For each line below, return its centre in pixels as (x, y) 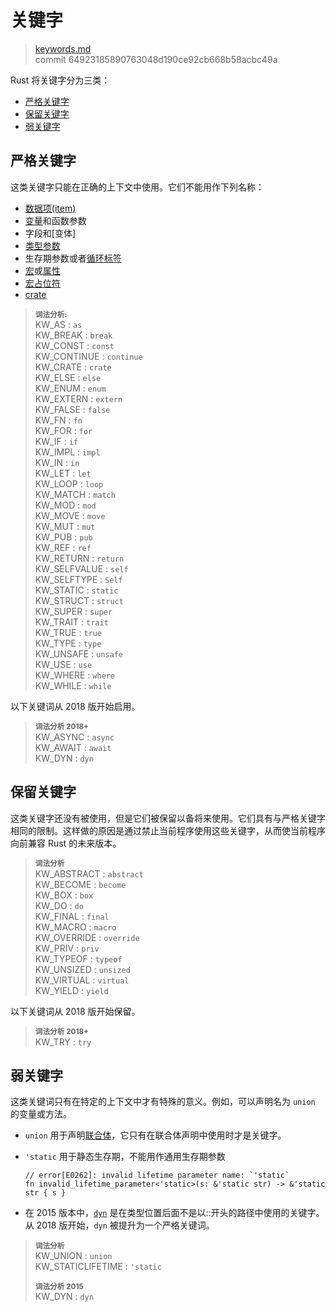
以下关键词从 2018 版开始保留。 (75, 1011)
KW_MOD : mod (65, 505)
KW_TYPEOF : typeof (78, 958)
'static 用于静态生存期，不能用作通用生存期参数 (125, 1157)
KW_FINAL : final (72, 916)
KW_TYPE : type (68, 643)
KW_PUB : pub (63, 537)
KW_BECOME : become (80, 884)
